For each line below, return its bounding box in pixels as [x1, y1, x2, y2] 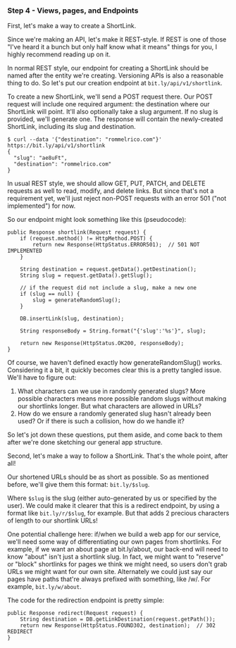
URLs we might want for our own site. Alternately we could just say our [7, 568, 213, 576]
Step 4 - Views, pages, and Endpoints [7, 6, 139, 15]
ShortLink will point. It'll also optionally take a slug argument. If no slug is [7, 108, 218, 116]
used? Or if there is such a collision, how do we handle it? [17, 417, 185, 425]
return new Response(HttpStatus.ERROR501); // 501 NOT [32, 242, 200, 249]
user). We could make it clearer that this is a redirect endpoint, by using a [7, 501, 220, 510]
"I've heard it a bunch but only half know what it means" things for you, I [7, 43, 218, 51]
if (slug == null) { [20, 291, 80, 298]
